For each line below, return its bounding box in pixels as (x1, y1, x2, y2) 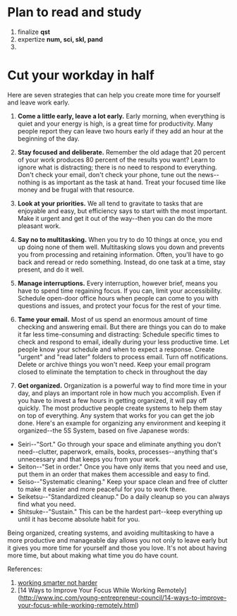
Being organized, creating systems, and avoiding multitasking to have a (7, 529, 214, 537)
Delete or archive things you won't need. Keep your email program (17, 360, 211, 368)
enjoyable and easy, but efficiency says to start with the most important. (17, 206, 228, 215)
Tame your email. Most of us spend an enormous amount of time (17, 315, 208, 323)
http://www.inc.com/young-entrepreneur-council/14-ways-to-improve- (20, 593, 227, 602)
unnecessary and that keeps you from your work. (17, 454, 161, 463)
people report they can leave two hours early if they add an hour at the (17, 126, 224, 135)
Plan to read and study (7, 4, 142, 20)
